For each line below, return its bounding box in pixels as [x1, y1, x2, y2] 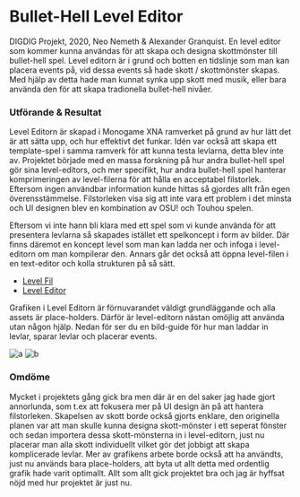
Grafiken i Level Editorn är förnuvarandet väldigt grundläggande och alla [9, 302, 276, 313]
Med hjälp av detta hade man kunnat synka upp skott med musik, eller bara [9, 74, 287, 84]
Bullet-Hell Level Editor [9, 6, 184, 27]
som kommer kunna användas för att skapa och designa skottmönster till [9, 45, 278, 56]
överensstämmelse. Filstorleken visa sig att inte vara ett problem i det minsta [9, 193, 292, 204]
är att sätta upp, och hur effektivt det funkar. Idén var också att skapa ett [9, 136, 278, 147]
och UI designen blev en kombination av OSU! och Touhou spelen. [9, 203, 253, 214]
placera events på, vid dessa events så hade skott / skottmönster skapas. [9, 65, 280, 75]
